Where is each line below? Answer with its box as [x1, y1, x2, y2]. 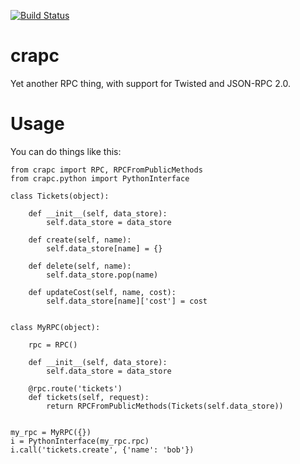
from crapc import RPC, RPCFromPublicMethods [10, 165, 203, 175]
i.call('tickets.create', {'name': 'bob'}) [10, 445, 195, 455]
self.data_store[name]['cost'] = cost [46, 296, 208, 306]
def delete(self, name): [28, 261, 132, 271]
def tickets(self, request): [28, 392, 150, 402]
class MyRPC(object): [10, 322, 101, 332]
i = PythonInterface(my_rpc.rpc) [10, 436, 150, 446]
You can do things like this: [10, 145, 122, 157]
